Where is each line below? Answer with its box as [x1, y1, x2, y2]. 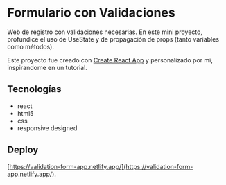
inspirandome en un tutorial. [7, 63, 88, 71]
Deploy [7, 144, 39, 156]
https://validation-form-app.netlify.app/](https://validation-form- [9, 162, 193, 170]
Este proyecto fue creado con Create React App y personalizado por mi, [7, 55, 213, 64]
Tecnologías [7, 83, 62, 95]
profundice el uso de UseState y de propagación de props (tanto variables [7, 35, 220, 43]
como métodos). [7, 42, 54, 51]
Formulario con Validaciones [7, 5, 175, 21]
